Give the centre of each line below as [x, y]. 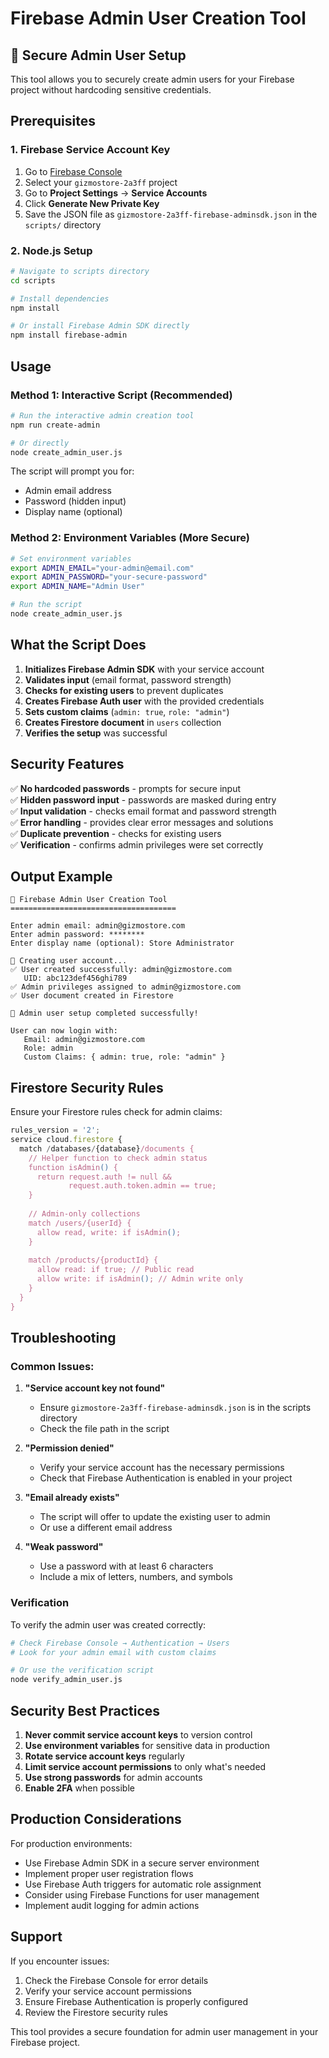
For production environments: [71, 1843]
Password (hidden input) [75, 501]
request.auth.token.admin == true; [142, 1186]
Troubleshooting [63, 1338]
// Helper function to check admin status [118, 1158]
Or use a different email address [106, 1528]
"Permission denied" [69, 1448]
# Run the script [46, 605]
